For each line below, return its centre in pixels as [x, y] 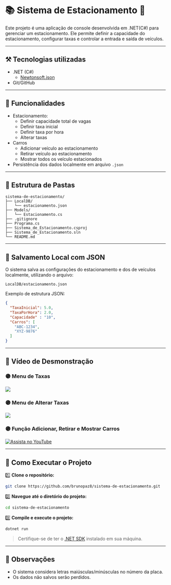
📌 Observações [30, 559]
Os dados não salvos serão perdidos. [52, 577]
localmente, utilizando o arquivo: [39, 275]
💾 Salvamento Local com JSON [55, 257]
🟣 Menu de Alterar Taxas [37, 402]
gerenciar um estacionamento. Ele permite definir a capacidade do [75, 33]
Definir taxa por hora [42, 132]
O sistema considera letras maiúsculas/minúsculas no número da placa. [88, 572]
